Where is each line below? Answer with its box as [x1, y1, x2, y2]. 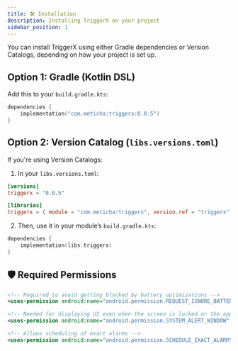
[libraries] [7, 202, 42, 209]
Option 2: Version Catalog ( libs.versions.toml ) [7, 136, 219, 149]
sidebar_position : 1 [7, 23, 69, 30]
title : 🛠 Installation [7, 10, 76, 18]
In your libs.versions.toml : [17, 169, 99, 177]
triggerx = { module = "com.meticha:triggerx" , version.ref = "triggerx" [7, 208, 230, 216]
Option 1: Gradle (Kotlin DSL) [7, 71, 136, 83]
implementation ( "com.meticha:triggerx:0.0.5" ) [20, 111, 160, 118]
